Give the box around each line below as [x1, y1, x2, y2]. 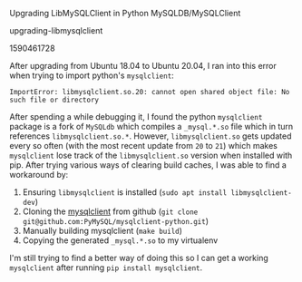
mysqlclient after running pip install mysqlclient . [9, 262, 203, 273]
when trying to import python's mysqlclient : [9, 70, 174, 81]
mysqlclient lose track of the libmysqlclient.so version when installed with [9, 150, 293, 160]
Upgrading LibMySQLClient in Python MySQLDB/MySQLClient [9, 8, 241, 18]
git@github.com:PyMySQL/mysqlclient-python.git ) [22, 216, 209, 226]
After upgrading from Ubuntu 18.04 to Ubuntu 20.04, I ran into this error [9, 61, 277, 71]
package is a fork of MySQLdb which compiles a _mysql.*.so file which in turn [9, 122, 294, 131]
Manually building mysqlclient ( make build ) [22, 226, 183, 236]
